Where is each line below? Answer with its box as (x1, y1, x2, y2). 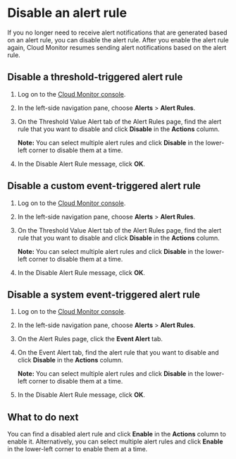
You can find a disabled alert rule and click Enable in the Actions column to (7, 430, 227, 439)
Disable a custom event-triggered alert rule (7, 180, 201, 192)
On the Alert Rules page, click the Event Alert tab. (17, 335, 163, 343)
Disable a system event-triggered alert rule (7, 288, 201, 300)
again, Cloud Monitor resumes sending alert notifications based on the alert (7, 43, 227, 51)
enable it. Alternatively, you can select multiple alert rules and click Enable (7, 437, 223, 446)
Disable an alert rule (7, 5, 128, 21)
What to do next (7, 411, 79, 423)
